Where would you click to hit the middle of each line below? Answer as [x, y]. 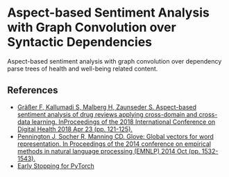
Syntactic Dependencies [80, 42]
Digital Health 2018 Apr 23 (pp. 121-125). [75, 129]
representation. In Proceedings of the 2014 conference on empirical [114, 144]
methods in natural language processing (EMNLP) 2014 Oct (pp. [109, 151]
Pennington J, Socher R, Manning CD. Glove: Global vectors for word [115, 136]
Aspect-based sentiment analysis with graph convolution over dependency [114, 61]
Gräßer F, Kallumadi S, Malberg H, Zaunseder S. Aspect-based [107, 107]
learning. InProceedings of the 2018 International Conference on [124, 122]
